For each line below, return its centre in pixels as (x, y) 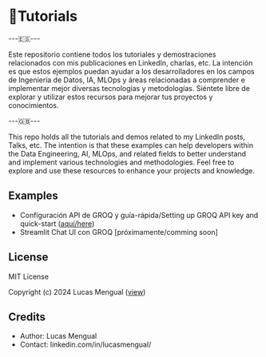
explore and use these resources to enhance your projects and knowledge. (132, 170)
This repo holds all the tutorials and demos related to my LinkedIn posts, (127, 137)
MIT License (29, 276)
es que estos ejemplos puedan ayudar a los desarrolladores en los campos (131, 71)
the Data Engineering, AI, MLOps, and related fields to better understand (127, 153)
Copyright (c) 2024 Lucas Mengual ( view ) (77, 292)
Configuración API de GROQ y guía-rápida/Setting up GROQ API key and (139, 215)
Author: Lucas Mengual (58, 336)
